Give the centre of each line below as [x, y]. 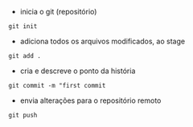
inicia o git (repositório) [58, 12]
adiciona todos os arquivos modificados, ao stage [103, 41]
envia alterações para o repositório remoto [90, 100]
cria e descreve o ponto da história [78, 71]
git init [23, 27]
